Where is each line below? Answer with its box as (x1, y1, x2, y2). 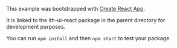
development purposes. (6, 23, 66, 30)
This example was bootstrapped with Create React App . (6, 5, 146, 12)
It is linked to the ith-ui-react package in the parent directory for (6, 17, 166, 23)
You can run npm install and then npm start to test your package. (6, 35, 171, 41)
